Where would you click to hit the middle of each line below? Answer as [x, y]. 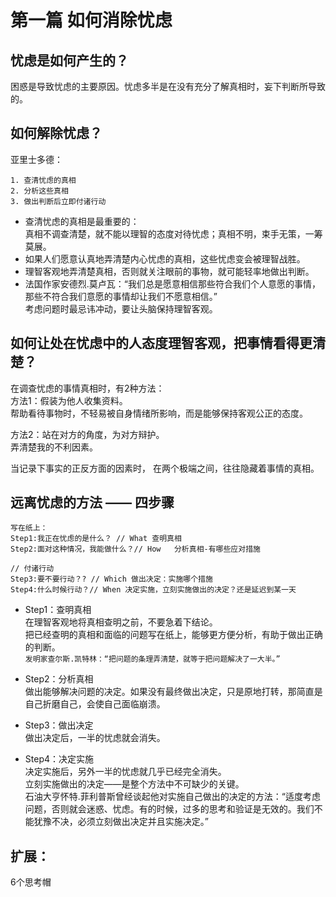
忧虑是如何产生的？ [69, 60]
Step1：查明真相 [58, 610]
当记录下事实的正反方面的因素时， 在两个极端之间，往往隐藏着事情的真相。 [165, 468]
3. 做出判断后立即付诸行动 [58, 201]
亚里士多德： [36, 159]
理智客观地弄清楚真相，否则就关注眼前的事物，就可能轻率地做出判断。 [169, 271]
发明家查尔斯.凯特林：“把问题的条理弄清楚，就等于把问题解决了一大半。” [152, 659]
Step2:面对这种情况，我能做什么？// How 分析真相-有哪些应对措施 [135, 549]
